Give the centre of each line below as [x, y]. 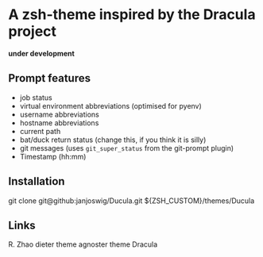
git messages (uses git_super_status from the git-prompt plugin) [127, 148]
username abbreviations [59, 114]
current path [40, 131]
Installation [37, 181]
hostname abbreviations [59, 123]
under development [42, 53]
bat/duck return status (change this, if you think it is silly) [113, 140]
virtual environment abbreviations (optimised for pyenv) [111, 105]
